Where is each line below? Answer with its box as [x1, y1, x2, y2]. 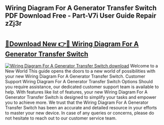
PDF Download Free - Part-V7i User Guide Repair [5, 12, 157, 20]
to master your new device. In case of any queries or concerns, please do [5, 110, 155, 116]
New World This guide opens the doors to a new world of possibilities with [5, 68, 156, 74]
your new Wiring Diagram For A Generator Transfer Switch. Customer [5, 73, 146, 79]
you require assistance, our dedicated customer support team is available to [5, 84, 159, 90]
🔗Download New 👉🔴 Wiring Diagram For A [5, 39, 139, 48]
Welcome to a [130, 63, 158, 68]
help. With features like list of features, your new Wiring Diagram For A [5, 89, 148, 95]
